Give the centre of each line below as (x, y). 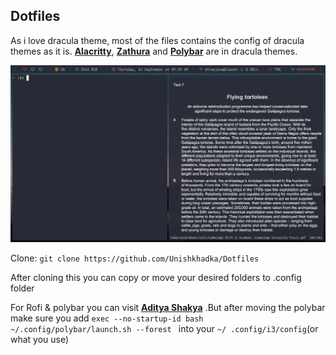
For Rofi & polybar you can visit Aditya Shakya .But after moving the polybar (168, 307)
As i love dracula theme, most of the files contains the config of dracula (157, 40)
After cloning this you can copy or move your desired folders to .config (156, 277)
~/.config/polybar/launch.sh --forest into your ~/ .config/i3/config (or (164, 328)
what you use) (40, 339)
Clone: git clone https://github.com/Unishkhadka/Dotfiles (135, 258)
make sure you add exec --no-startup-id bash (107, 318)
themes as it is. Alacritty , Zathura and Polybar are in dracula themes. (154, 51)
